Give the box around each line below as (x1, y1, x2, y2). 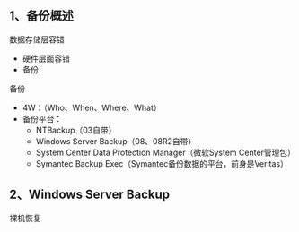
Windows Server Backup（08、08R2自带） (35, 135, 197, 146)
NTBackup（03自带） (35, 125, 117, 135)
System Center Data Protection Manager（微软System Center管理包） (35, 147, 296, 158)
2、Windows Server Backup (9, 187, 171, 202)
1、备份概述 (9, 8, 75, 24)
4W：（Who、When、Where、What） (22, 102, 162, 113)
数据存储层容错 (9, 34, 65, 45)
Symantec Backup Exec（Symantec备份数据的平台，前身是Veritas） (35, 158, 289, 168)
